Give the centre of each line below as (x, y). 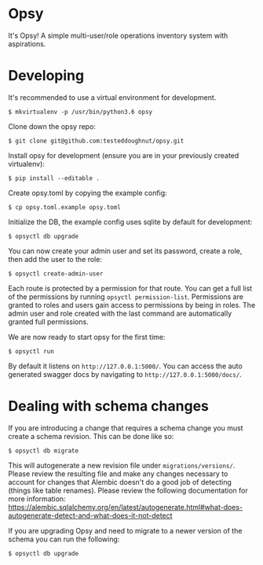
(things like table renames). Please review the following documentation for (128, 490)
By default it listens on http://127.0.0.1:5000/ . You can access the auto (126, 366)
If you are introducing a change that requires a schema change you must (126, 428)
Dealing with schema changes (109, 406)
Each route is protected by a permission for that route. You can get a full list (130, 288)
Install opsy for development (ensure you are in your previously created (124, 155)
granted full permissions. (48, 321)
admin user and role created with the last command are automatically (120, 313)
